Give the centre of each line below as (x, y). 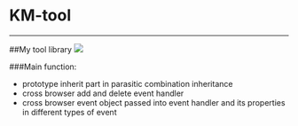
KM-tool (40, 16)
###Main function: (43, 67)
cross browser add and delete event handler (103, 93)
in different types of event (69, 112)
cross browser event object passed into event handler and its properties (153, 102)
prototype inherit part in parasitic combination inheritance (127, 83)
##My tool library (41, 49)
